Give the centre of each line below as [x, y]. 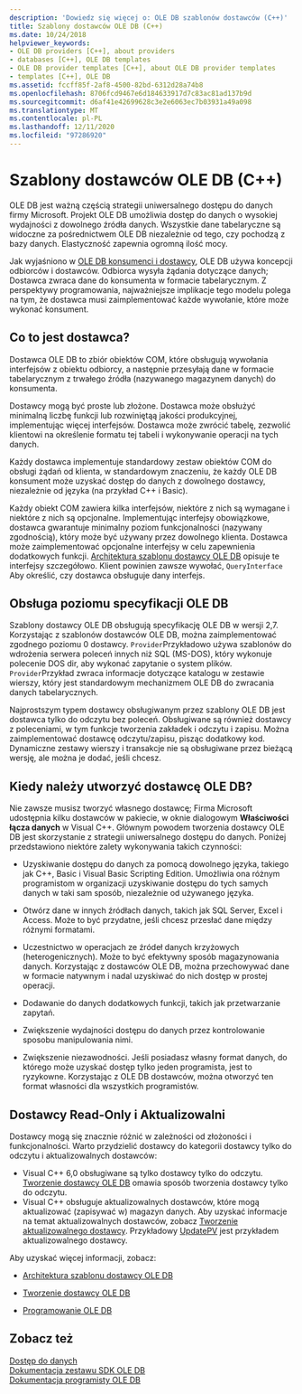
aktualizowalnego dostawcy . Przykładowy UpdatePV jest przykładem [151, 1231]
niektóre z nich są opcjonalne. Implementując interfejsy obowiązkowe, [140, 517]
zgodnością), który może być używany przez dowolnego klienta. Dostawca [149, 537]
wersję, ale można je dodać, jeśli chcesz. [86, 758]
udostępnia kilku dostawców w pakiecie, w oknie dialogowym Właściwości [149, 818]
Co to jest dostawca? [70, 338]
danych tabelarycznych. [54, 692]
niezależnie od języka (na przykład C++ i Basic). [99, 490]
